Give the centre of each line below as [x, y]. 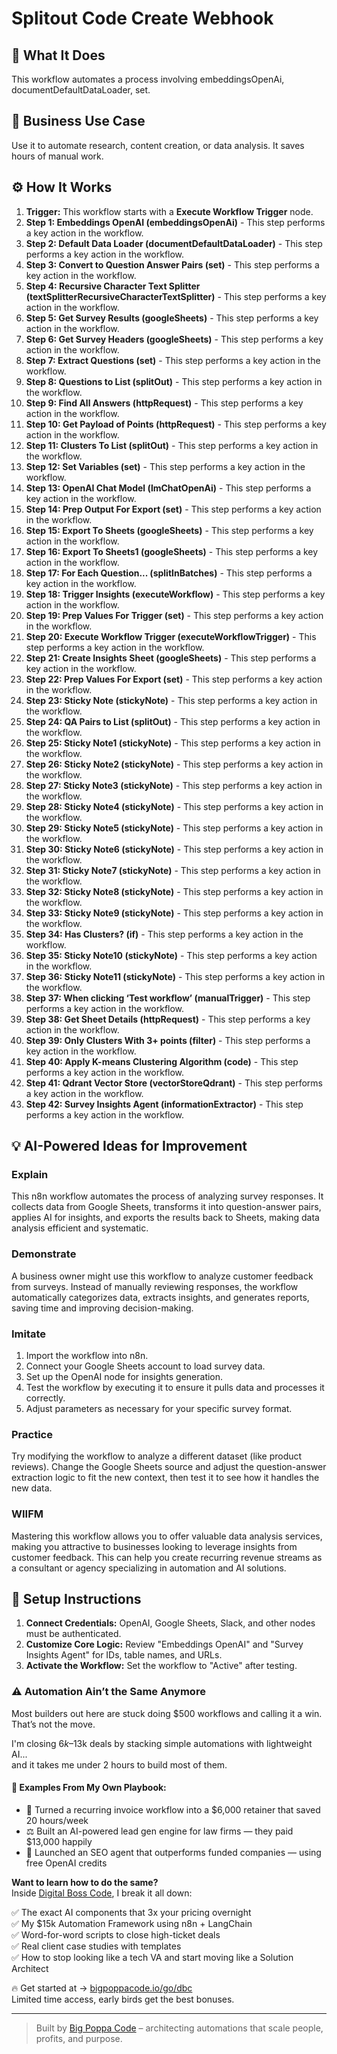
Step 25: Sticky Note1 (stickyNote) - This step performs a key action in [173, 743]
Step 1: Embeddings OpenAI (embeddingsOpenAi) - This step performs [175, 222]
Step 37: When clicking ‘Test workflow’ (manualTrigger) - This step [168, 998]
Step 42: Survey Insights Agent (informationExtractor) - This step [164, 1104]
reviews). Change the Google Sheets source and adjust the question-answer [169, 1467]
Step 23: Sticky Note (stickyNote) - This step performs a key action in [171, 700]
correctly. [45, 1398]
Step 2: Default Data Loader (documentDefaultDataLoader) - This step [174, 243]
